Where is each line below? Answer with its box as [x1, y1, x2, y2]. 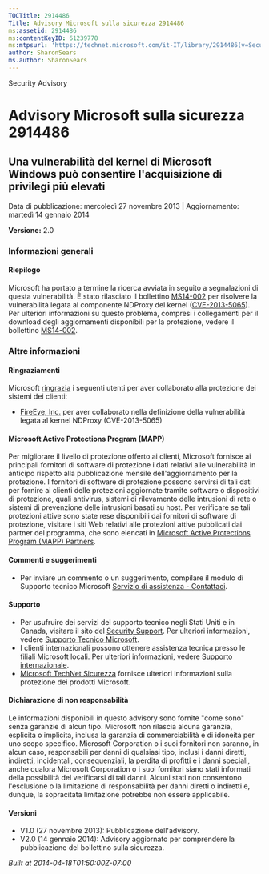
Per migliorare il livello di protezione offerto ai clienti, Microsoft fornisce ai [8, 451, 251, 461]
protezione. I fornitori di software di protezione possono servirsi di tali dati [8, 477, 252, 487]
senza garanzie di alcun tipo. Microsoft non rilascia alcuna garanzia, [8, 721, 233, 731]
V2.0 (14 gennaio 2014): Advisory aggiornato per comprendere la [19, 834, 235, 844]
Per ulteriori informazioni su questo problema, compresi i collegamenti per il [8, 309, 259, 318]
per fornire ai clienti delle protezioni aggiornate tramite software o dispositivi [8, 486, 260, 495]
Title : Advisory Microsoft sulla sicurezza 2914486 [8, 19, 184, 27]
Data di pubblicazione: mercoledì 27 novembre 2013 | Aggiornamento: [8, 201, 239, 210]
